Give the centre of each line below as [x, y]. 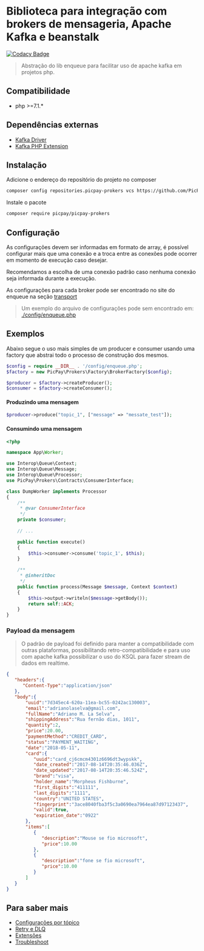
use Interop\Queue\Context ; [42, 464]
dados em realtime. [45, 663]
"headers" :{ [29, 680]
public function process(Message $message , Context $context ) [97, 587]
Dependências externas [53, 125]
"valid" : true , [51, 810]
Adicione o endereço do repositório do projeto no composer [81, 180]
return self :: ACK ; [51, 604]
